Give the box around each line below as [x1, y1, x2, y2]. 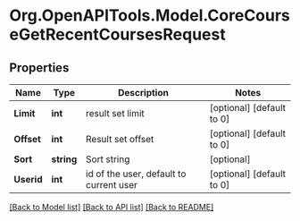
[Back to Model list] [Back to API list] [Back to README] [9, 202, 214, 212]
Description [117, 87, 170, 98]
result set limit [86, 107, 145, 119]
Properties [9, 60, 70, 75]
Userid [13, 174, 43, 185]
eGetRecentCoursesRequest [9, 24, 226, 45]
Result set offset [86, 133, 154, 145]
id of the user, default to [86, 167, 187, 180]
